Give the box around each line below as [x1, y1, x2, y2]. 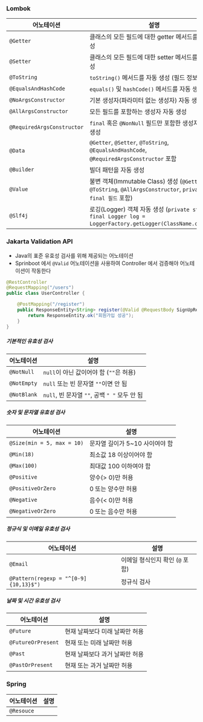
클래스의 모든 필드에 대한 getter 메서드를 [89, 33, 198, 41]
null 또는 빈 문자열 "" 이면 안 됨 [43, 379, 127, 388]
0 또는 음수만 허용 [89, 507, 138, 516]
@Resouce [9, 707, 34, 714]
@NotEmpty [9, 379, 37, 387]
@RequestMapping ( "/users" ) [6, 284, 74, 291]
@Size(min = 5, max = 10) [9, 439, 84, 446]
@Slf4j [9, 212, 28, 219]
